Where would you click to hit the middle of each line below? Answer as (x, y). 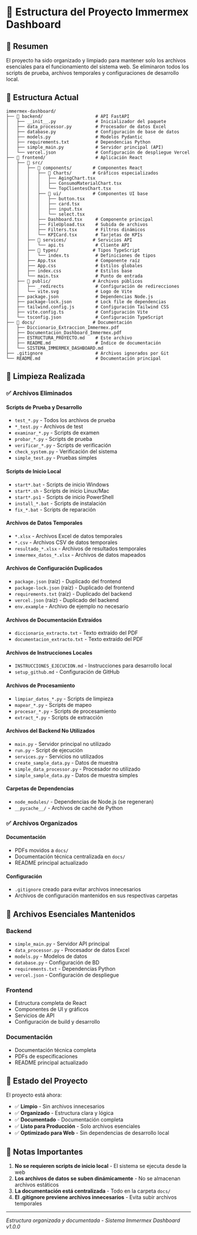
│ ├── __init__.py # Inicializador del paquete (86, 121)
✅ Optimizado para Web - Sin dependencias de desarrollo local (92, 1133)
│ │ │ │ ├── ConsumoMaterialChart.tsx (64, 183)
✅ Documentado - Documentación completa (69, 1120)
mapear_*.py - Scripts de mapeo (53, 705)
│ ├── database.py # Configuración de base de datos (93, 132)
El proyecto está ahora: (34, 1095)
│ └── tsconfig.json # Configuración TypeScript (85, 317)
